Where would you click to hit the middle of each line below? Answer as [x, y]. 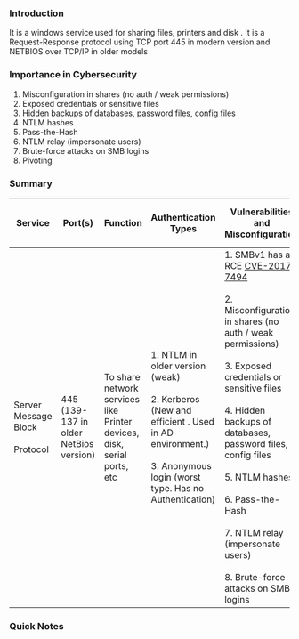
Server [28, 405]
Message [33, 416]
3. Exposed [248, 366]
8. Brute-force [255, 577]
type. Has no [178, 488]
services [122, 399]
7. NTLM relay [254, 532]
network [121, 388]
